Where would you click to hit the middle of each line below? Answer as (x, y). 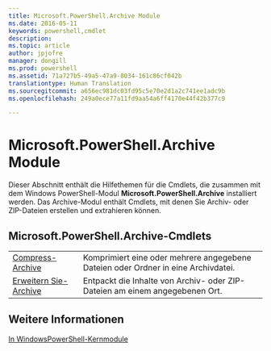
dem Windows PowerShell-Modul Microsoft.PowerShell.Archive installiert (133, 194)
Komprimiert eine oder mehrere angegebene (167, 257)
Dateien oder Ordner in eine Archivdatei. (159, 267)
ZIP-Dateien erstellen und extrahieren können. (85, 211)
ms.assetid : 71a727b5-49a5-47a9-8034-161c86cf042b (95, 76)
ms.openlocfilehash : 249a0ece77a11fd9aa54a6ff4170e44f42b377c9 (117, 98)
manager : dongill (38, 61)
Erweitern (31, 281)
